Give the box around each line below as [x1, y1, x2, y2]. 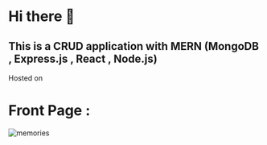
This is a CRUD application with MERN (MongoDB [8, 39, 260, 53]
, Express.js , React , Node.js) [8, 52, 158, 65]
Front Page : [8, 101, 91, 120]
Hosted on [8, 73, 43, 83]
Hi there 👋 [8, 7, 75, 26]
